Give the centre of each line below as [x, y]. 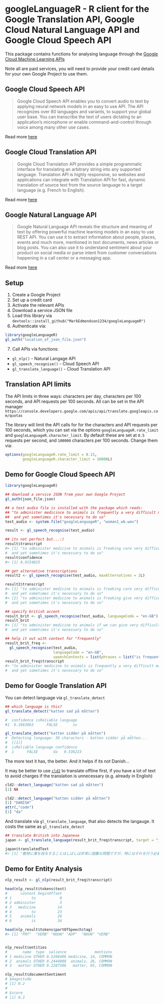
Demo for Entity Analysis [44, 869]
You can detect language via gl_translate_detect [55, 697]
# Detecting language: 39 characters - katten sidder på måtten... [76, 738]
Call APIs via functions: [35, 349]
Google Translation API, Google [70, 19]
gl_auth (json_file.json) [30, 499]
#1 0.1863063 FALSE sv [41, 725]
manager [14, 406]
